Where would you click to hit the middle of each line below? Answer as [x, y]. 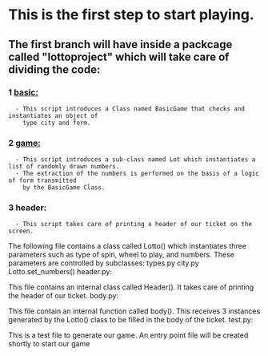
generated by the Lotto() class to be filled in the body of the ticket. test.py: [131, 320]
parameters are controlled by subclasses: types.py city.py [104, 263]
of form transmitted [43, 181]
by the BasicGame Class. [64, 188]
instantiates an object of [53, 115]
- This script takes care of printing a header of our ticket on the [134, 225]
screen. [21, 231]
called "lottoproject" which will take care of [119, 57]
